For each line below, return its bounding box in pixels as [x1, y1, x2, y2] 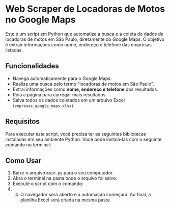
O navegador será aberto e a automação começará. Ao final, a [20, 192, 151, 198]
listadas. [5, 47, 23, 53]
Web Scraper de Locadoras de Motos [5, 3, 165, 15]
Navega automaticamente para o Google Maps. [12, 75, 112, 82]
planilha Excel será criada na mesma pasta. [20, 197, 111, 203]
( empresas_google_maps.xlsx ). [12, 102, 75, 109]
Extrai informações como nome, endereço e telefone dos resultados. [12, 86, 159, 92]
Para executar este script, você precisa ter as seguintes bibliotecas [5, 131, 146, 137]
